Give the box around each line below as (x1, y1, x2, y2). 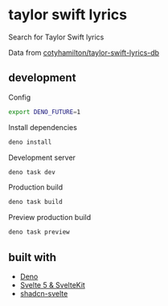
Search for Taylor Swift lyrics (8, 32, 104, 42)
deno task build (8, 198, 63, 206)
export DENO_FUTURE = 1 (8, 108, 81, 116)
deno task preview (8, 228, 70, 236)
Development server (8, 153, 76, 162)
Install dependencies (8, 122, 78, 132)
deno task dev (8, 168, 56, 176)
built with (8, 251, 57, 264)
